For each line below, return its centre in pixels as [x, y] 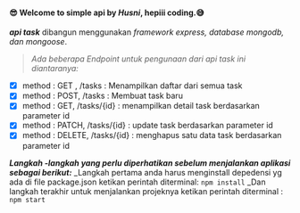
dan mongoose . [38, 42]
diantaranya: [54, 69]
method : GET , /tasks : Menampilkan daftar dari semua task [132, 86]
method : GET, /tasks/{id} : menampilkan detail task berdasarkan [141, 106]
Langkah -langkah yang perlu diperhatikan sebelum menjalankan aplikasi [150, 163]
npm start [28, 200]
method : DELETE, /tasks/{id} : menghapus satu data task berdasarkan [152, 135]
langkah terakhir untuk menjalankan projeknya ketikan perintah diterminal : [146, 191]
